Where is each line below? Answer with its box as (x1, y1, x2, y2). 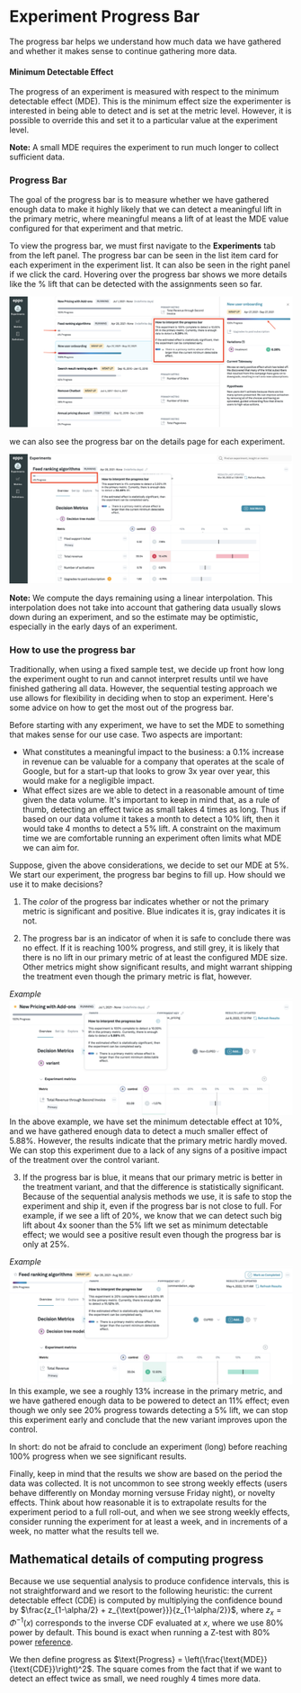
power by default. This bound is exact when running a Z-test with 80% (9, 1627, 271, 1638)
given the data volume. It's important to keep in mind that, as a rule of (22, 795, 280, 806)
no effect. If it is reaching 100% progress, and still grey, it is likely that (22, 942, 280, 953)
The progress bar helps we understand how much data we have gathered (9, 36, 281, 47)
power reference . (9, 1636, 74, 1648)
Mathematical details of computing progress (9, 1552, 264, 1567)
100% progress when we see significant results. (9, 1451, 187, 1462)
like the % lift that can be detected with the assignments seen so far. (9, 279, 263, 290)
